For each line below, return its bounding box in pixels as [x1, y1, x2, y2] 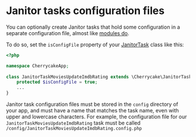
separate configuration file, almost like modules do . [6, 29, 129, 36]
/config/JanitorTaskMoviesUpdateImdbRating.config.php [6, 126, 142, 132]
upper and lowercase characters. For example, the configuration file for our [6, 113, 187, 121]
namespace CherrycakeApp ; [6, 63, 69, 68]
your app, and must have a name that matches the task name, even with [6, 107, 179, 114]
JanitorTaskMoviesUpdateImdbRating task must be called [6, 119, 141, 126]
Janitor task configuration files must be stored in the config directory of [6, 101, 178, 108]
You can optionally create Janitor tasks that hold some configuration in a [6, 23, 180, 30]
